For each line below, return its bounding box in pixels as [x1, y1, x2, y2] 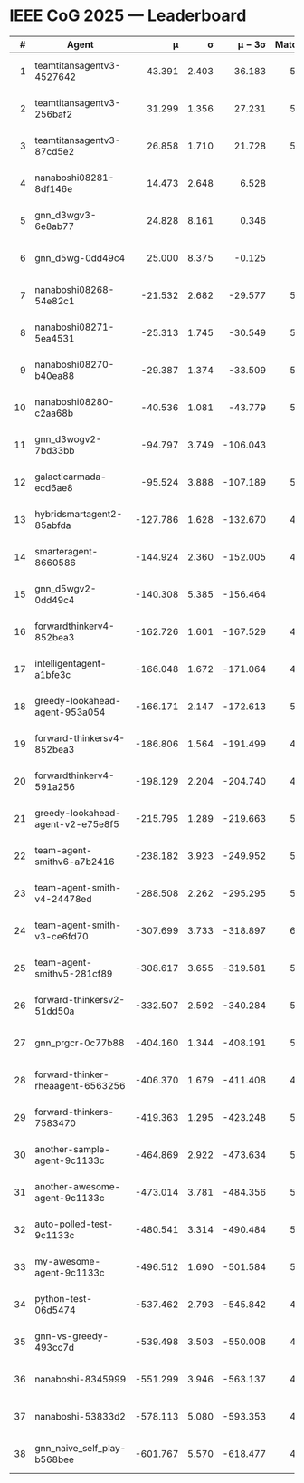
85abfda [34, 518, 71, 531]
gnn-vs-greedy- [34, 1329, 109, 1342]
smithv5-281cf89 [34, 967, 113, 979]
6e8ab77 [34, 219, 75, 232]
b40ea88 [34, 369, 75, 381]
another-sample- [34, 1142, 111, 1155]
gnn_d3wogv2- [34, 432, 102, 445]
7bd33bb [34, 444, 75, 457]
